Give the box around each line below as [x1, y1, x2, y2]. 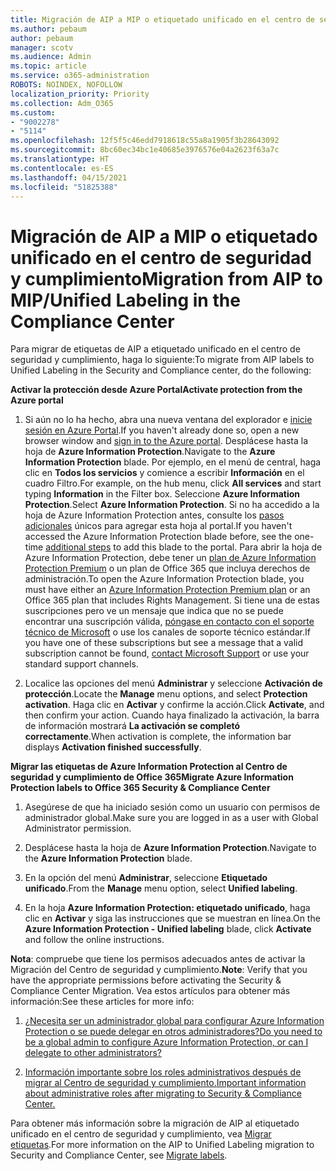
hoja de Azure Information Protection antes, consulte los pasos [24, 509, 285, 521]
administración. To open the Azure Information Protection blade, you [24, 573, 305, 585]
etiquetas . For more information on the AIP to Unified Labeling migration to [10, 1139, 315, 1151]
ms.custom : [10, 107, 56, 118]
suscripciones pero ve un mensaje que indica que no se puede [24, 605, 284, 617]
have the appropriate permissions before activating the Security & [10, 974, 282, 986]
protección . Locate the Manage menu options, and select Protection [24, 688, 308, 700]
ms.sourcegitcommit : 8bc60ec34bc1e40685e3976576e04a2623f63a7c [10, 145, 280, 155]
